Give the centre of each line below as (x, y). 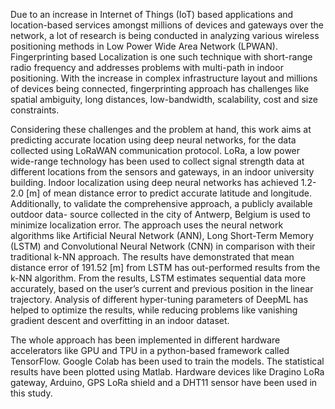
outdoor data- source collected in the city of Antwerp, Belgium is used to (160, 214)
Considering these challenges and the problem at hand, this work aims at (161, 129)
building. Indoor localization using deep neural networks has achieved (154, 182)
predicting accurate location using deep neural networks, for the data (153, 140)
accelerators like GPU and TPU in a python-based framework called (150, 350)
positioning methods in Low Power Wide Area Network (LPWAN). (144, 46)
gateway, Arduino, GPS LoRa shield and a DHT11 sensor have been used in (164, 382)
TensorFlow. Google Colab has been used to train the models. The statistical (167, 361)
